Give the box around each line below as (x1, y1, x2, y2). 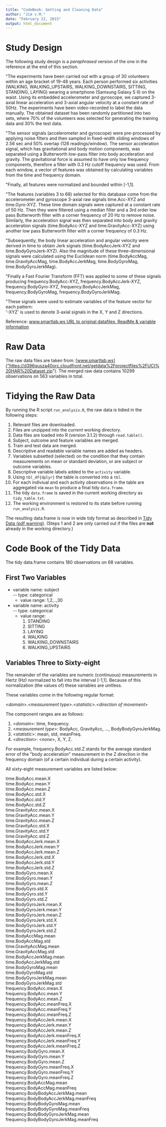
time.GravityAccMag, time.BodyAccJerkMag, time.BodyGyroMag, (5, 259, 139, 265)
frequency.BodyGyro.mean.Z (5, 1058, 65, 1064)
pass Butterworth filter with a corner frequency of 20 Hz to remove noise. (5, 212, 155, 218)
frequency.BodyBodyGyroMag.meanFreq (5, 1106, 89, 1112)
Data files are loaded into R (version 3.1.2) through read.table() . (12, 432, 144, 438)
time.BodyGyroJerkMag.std (5, 980, 62, 986)
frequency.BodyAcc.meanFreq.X (5, 1001, 72, 1007)
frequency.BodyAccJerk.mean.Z (5, 1027, 72, 1033)
